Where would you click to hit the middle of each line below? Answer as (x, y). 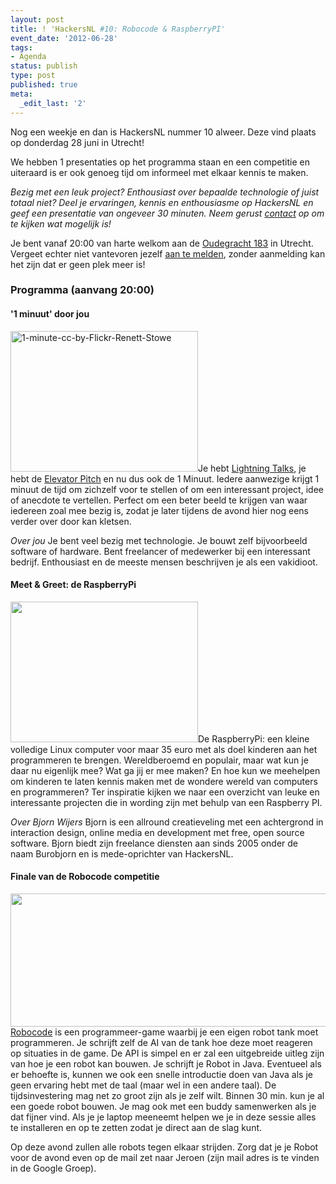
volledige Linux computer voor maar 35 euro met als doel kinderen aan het (164, 749)
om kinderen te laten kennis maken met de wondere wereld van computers (164, 781)
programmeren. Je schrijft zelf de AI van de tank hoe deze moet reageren (161, 1043)
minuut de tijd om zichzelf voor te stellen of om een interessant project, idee (167, 489)
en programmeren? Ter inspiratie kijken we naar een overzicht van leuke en (165, 792)
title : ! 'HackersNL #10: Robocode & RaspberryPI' (118, 29)
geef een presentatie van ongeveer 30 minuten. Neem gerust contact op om (167, 213)
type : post (33, 76)
